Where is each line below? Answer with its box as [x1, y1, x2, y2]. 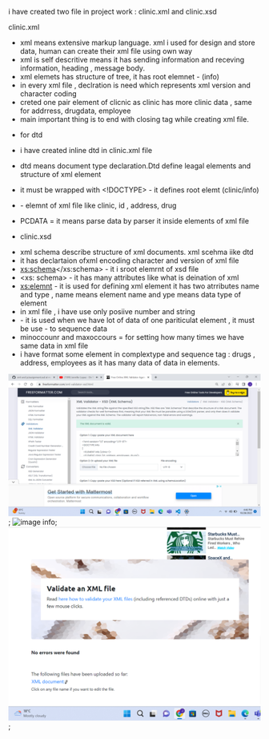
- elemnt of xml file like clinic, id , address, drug [19, 200, 177, 210]
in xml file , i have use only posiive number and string [19, 307, 196, 316]
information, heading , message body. [19, 63, 146, 73]
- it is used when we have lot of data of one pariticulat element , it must [19, 316, 255, 325]
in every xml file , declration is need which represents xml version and [19, 80, 251, 90]
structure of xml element [19, 170, 102, 179]
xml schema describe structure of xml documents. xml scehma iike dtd [19, 248, 254, 256]
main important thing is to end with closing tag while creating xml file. [19, 115, 250, 123]
